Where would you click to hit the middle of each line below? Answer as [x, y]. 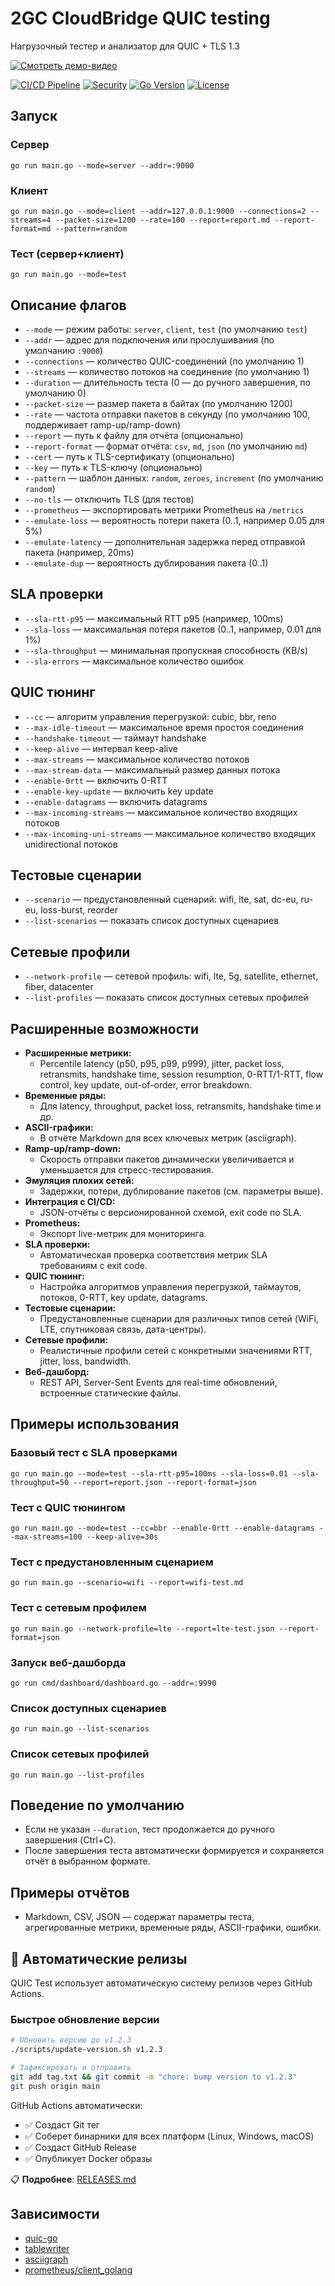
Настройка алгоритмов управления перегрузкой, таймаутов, [170, 1287]
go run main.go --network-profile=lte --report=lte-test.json [142, 1628]
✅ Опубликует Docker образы [88, 2158]
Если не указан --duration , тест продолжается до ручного [149, 1829]
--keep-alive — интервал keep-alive [101, 748]
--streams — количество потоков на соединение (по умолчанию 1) [167, 372]
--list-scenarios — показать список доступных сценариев [152, 921]
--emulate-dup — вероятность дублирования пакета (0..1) [146, 563]
